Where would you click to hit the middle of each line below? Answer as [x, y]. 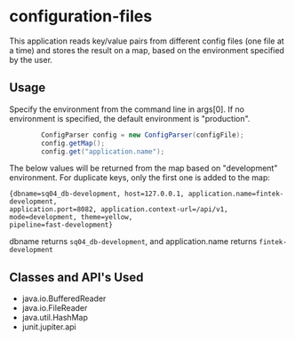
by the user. [31, 59]
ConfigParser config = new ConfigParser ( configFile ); [143, 135]
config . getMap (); [73, 143]
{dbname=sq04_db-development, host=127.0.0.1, [97, 194]
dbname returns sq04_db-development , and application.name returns [133, 242]
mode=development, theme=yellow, [71, 218]
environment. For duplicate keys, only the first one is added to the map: [140, 178]
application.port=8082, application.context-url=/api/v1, [119, 210]
